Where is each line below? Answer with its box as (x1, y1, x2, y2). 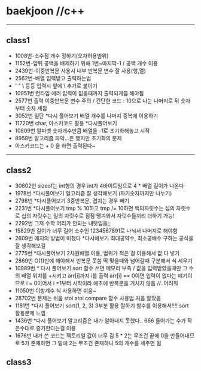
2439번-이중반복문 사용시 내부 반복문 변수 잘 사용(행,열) (14, 67, 147, 74)
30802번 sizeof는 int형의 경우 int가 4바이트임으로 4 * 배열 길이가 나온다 (14, 182, 184, 189)
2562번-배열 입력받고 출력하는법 (14, 74, 92, 82)
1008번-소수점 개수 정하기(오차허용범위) (14, 52, 109, 59)
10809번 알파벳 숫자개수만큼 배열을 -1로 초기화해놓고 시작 (14, 127, 150, 134)
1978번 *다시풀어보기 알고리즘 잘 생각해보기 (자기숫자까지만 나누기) (14, 189, 172, 197)
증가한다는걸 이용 (35, 324, 77, 331)
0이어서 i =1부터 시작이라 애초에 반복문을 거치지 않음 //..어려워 (33, 279, 178, 286)
